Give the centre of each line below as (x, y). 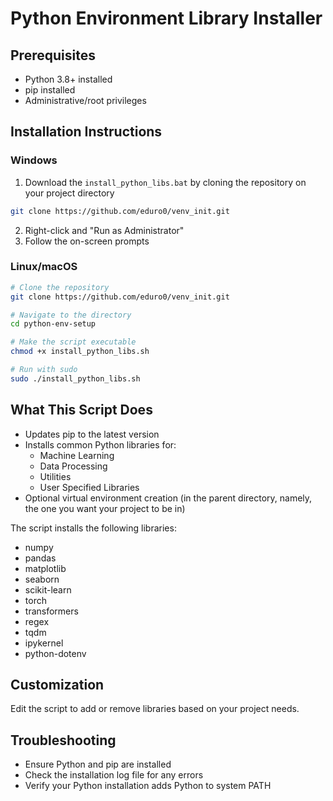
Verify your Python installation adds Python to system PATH (148, 786)
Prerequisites (53, 55)
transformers (51, 611)
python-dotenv (55, 653)
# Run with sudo (44, 370)
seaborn (42, 579)
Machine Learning (77, 455)
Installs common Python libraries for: (100, 444)
